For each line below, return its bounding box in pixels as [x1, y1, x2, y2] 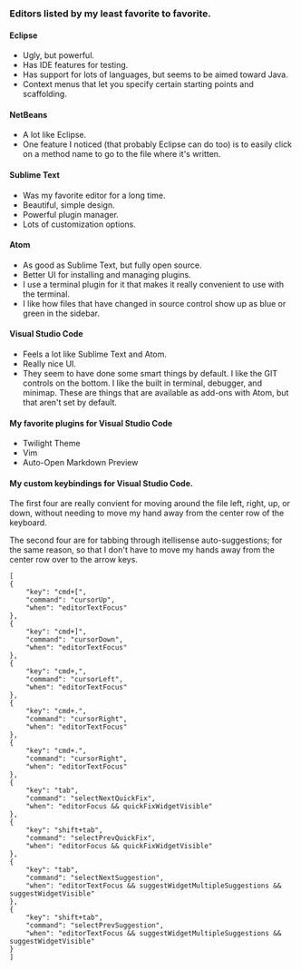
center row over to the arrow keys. [9, 554, 139, 565]
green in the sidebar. [22, 308, 101, 318]
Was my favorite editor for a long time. [22, 190, 166, 201]
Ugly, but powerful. [22, 50, 95, 61]
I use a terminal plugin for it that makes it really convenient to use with [22, 279, 285, 289]
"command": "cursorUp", [25, 595, 116, 605]
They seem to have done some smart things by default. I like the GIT [22, 367, 278, 378]
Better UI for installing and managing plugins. [22, 269, 192, 279]
